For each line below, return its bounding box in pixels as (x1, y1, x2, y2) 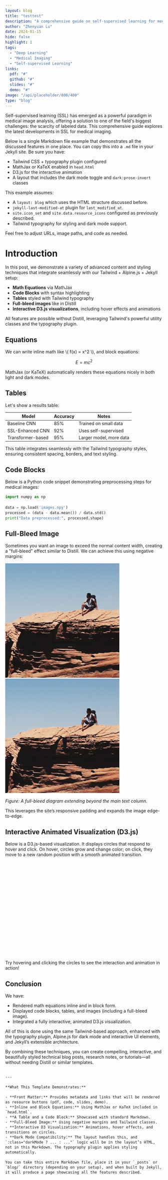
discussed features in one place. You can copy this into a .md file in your (5, 143, 153, 149)
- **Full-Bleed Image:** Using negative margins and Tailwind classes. (5, 1120, 157, 1125)
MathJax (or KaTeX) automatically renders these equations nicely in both (5, 369, 155, 375)
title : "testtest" (5, 13, 43, 19)
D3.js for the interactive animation (12, 169, 82, 175)
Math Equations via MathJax (12, 285, 72, 291)
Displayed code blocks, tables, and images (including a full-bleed (12, 1008, 147, 1014)
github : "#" (9, 77, 35, 82)
